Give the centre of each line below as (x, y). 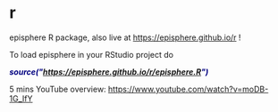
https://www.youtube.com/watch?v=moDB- (188, 89)
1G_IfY (21, 98)
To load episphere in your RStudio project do (92, 54)
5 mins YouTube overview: (58, 89)
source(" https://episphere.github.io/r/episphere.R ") (109, 72)
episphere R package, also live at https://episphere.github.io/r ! (125, 37)
